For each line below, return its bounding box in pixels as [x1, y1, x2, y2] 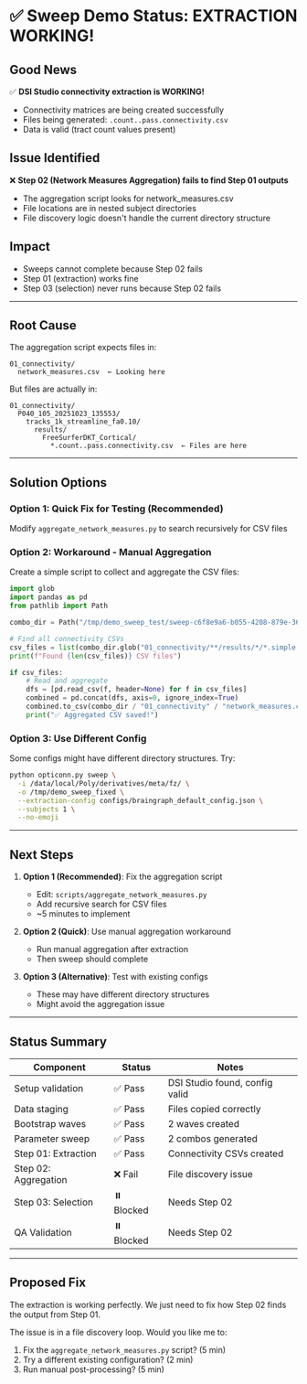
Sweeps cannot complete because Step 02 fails [22, 263, 203, 274]
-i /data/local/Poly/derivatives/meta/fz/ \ [17, 778, 190, 788]
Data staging [14, 1102, 69, 1115]
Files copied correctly [167, 1102, 261, 1115]
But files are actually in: [9, 383, 98, 394]
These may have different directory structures [36, 989, 210, 1000]
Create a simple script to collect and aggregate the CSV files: [9, 566, 239, 577]
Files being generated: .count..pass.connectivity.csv [22, 114, 228, 124]
